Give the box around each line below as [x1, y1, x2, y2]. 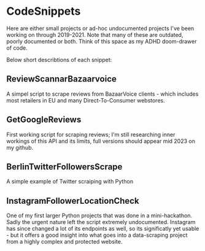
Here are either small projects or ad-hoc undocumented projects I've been [6, 25, 195, 32]
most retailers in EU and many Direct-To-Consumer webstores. [6, 96, 165, 104]
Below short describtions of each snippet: [6, 56, 112, 63]
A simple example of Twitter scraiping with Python [6, 178, 134, 185]
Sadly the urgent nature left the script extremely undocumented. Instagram [6, 218, 196, 226]
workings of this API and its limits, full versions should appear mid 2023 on [6, 137, 195, 145]
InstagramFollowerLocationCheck [6, 195, 139, 206]
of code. [6, 44, 28, 52]
